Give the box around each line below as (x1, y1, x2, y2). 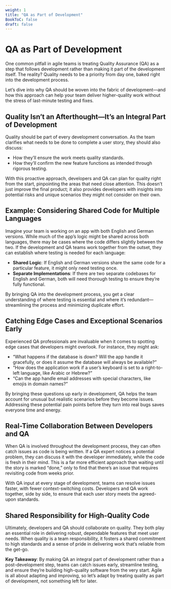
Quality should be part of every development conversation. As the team (5, 134, 155, 140)
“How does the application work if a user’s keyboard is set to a (12, 364, 144, 371)
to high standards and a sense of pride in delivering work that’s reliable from (5, 541, 165, 547)
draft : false (5, 21, 33, 27)
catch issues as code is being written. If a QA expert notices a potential (5, 449, 154, 455)
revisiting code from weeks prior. (5, 470, 75, 476)
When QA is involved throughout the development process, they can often (5, 443, 161, 449)
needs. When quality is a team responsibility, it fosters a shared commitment (5, 535, 165, 542)
